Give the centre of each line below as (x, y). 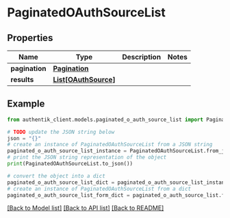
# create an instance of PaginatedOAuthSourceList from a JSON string (110, 145)
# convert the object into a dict (56, 176)
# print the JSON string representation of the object (87, 158)
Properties (30, 38)
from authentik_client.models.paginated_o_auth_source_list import (105, 120)
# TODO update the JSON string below (61, 132)
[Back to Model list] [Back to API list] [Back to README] (86, 208)
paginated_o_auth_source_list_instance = (67, 151)
